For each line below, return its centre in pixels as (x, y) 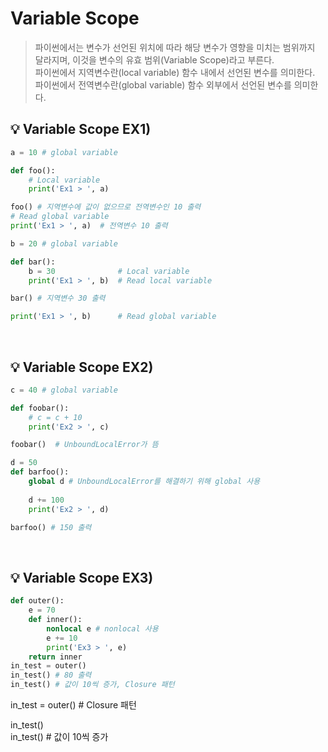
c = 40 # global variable (64, 390)
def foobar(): (40, 408)
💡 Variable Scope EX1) (81, 129)
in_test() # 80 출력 (51, 675)
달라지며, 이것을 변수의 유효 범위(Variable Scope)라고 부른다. (154, 59)
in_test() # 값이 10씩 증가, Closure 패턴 (92, 685)
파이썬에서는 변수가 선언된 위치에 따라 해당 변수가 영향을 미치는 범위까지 (175, 47)
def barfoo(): (40, 472)
